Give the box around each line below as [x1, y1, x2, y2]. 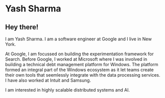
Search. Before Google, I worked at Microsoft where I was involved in [5, 56, 148, 62]
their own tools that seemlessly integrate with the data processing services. [5, 72, 161, 78]
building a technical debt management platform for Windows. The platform [5, 62, 159, 67]
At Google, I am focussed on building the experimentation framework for [5, 51, 154, 57]
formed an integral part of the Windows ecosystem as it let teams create [5, 67, 154, 73]
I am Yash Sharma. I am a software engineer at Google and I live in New [5, 36, 152, 42]
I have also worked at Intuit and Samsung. [5, 78, 91, 83]
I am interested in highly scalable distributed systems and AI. [5, 87, 130, 93]
